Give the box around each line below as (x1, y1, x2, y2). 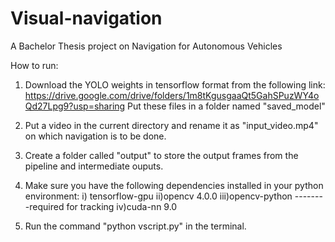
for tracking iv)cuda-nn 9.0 (66, 200, 178, 212)
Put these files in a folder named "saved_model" (127, 100, 326, 112)
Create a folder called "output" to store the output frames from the (24, 149, 299, 161)
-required (24, 200, 65, 212)
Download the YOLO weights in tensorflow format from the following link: (24, 78, 326, 91)
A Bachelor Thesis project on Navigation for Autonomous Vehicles (10, 40, 283, 52)
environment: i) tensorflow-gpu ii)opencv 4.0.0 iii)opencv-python (24, 190, 293, 202)
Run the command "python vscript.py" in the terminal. (24, 220, 247, 232)
